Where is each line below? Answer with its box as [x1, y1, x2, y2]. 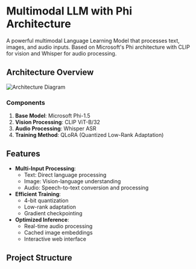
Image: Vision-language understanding [24, 177, 121, 185]
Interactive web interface [24, 235, 86, 242]
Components [6, 98, 45, 107]
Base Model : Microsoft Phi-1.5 [14, 112, 90, 119]
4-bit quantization [24, 197, 69, 204]
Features [6, 149, 40, 159]
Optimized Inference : [14, 216, 69, 223]
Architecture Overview [6, 68, 94, 78]
